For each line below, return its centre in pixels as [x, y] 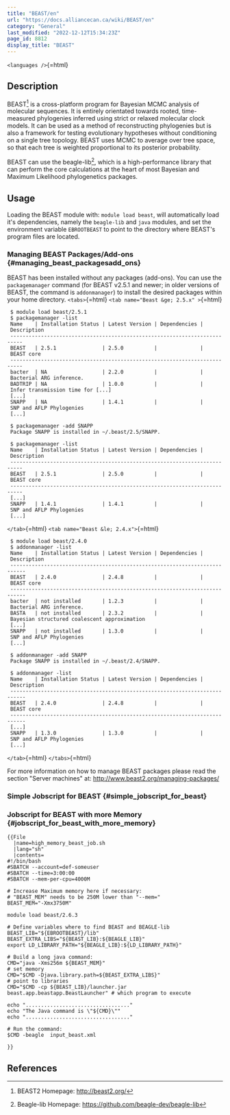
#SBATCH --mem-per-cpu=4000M [49, 879]
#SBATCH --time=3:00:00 [41, 873]
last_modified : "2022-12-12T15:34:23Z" [64, 33]
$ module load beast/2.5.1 [49, 313]
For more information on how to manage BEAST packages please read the [112, 771]
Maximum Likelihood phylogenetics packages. [73, 177]
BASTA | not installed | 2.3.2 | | [107, 613]
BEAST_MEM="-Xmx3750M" [39, 903]
